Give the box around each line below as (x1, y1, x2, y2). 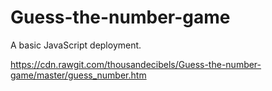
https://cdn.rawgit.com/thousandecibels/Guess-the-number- (10, 58, 262, 70)
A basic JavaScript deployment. (10, 39, 142, 51)
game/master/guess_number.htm (10, 69, 147, 81)
